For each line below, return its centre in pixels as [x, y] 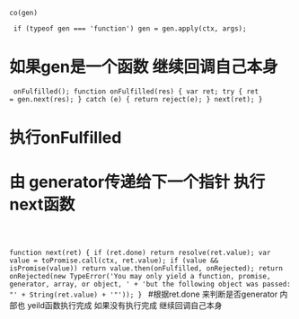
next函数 [42, 204]
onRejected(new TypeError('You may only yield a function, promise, [140, 277]
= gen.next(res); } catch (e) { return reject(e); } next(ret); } [136, 99]
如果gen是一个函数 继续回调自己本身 [144, 67]
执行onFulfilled [66, 138]
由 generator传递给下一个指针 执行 [137, 182]
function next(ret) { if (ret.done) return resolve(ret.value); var [140, 253]
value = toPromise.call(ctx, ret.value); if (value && [114, 261]
